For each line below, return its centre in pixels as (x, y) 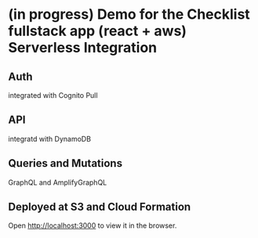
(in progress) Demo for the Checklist (129, 14)
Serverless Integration (83, 48)
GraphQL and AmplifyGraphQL (58, 182)
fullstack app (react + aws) (97, 31)
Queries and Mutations (65, 163)
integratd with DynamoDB (50, 139)
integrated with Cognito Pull (53, 95)
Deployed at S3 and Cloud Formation (100, 207)
